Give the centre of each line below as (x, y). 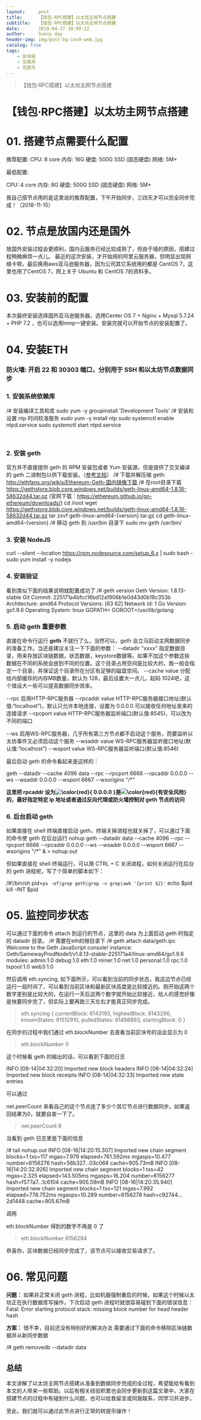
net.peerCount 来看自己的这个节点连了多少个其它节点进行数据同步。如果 (95, 1107)
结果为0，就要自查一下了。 (44, 1114)
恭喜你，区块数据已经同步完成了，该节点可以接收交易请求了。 (82, 1251)
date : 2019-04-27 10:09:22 (48, 28)
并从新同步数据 (30, 1335)
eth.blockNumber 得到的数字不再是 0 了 (55, 1226)
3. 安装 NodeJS (28, 540)
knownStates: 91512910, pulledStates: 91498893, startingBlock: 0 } (103, 1020)
